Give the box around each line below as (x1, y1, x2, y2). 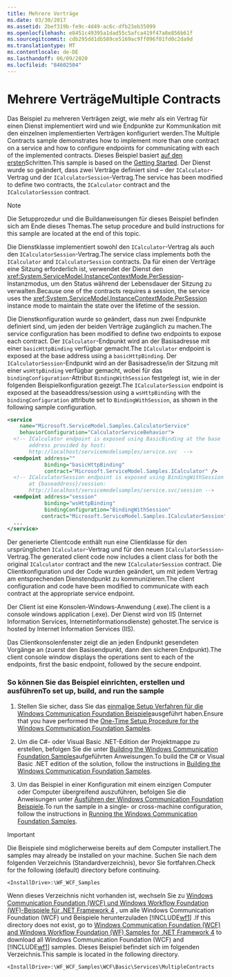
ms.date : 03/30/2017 (7, 17, 67, 24)
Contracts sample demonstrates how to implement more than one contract (7, 136, 220, 145)
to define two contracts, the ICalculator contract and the (7, 180, 171, 189)
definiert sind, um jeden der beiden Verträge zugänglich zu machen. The (7, 322, 212, 331)
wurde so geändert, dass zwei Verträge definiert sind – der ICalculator (7, 165, 211, 174)
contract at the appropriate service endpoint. (7, 589, 135, 598)
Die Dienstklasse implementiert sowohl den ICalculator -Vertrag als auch (7, 243, 215, 251)
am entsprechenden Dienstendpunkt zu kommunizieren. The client (7, 575, 195, 583)
